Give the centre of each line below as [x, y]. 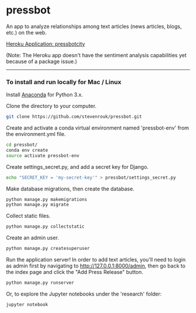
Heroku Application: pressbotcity [46, 44]
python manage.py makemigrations [47, 199]
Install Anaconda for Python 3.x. [45, 95]
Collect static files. [28, 216]
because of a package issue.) [42, 61]
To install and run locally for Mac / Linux [64, 82]
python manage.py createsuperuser [48, 249]
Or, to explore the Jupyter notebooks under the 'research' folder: [84, 294]
